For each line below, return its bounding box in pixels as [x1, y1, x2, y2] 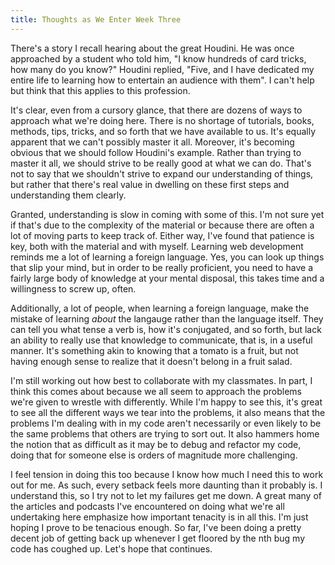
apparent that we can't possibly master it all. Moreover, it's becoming [10, 136, 295, 148]
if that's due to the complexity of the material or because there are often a [10, 219, 315, 231]
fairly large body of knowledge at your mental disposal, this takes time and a [10, 272, 325, 284]
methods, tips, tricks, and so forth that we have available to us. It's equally [10, 125, 317, 137]
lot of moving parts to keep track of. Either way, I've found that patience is [10, 229, 315, 241]
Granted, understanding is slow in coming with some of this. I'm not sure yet [10, 208, 325, 220]
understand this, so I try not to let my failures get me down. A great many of [10, 489, 322, 501]
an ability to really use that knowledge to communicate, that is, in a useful [10, 334, 313, 346]
